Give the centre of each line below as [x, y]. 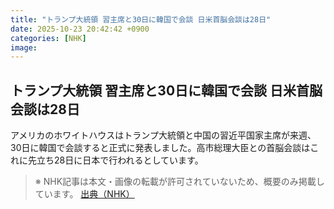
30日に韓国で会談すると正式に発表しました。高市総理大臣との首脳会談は [160, 148]
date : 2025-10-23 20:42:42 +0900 [80, 29]
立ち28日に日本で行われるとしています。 [120, 160]
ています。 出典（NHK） [84, 194]
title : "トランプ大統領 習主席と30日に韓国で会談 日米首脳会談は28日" [141, 19]
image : [24, 47]
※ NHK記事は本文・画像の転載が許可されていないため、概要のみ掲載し [179, 182]
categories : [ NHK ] [48, 38]
